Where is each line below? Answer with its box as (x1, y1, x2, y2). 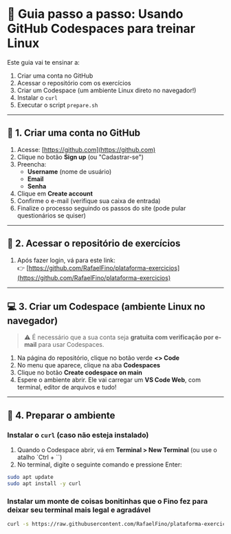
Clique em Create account (16, 189, 93, 197)
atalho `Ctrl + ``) (16, 453, 63, 462)
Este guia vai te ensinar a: (7, 58, 80, 66)
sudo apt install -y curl (7, 480, 81, 487)
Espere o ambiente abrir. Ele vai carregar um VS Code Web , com (16, 376, 201, 384)
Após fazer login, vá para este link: (16, 256, 115, 264)
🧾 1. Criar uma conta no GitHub (7, 127, 141, 139)
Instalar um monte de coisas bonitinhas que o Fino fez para (7, 496, 208, 506)
